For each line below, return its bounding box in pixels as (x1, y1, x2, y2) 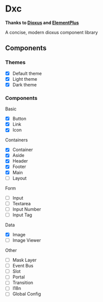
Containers (5, 137, 28, 143)
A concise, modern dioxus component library (5, 29, 98, 35)
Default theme (12, 70, 42, 76)
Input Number (12, 206, 41, 212)
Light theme (12, 76, 37, 82)
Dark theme (12, 81, 37, 88)
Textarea (12, 200, 31, 206)
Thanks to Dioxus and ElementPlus (5, 20, 79, 26)
